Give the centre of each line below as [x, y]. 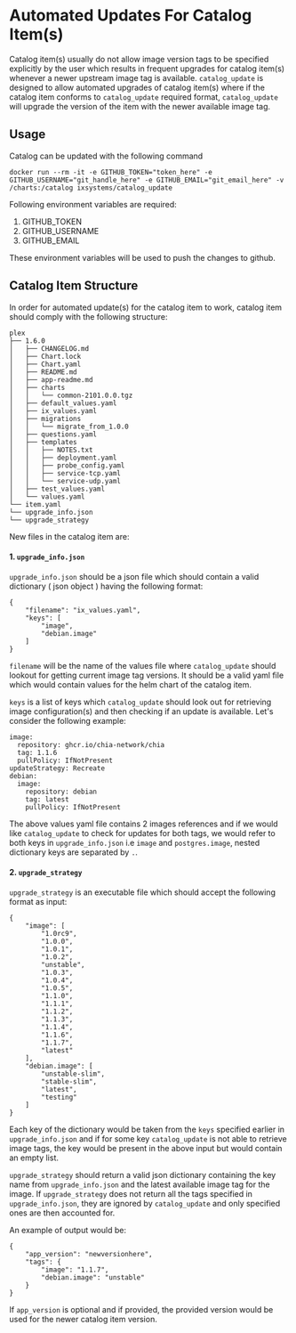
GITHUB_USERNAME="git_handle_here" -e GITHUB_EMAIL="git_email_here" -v [147, 180]
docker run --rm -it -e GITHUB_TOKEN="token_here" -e [111, 172]
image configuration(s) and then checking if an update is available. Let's [141, 711]
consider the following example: [68, 720]
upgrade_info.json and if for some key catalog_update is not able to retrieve [148, 1138]
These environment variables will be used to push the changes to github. [142, 257]
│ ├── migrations [45, 419]
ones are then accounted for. [62, 1213]
